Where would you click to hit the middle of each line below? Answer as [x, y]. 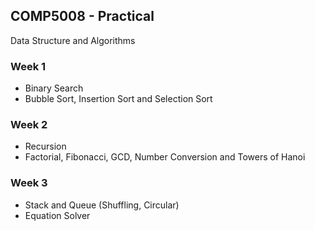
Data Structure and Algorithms [73, 40]
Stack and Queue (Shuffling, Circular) [102, 205]
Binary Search [54, 88]
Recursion [45, 146]
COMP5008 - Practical [82, 16]
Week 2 [29, 125]
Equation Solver [57, 215]
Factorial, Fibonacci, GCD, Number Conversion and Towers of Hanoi [165, 157]
